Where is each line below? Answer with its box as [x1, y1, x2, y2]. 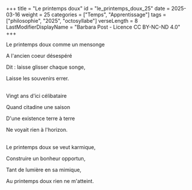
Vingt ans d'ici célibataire [6, 93, 67, 99]
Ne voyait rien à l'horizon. [6, 126, 68, 133]
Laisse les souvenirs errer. [6, 75, 69, 82]
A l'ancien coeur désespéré [6, 52, 72, 59]
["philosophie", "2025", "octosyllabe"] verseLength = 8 [6, 17, 138, 24]
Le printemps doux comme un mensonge [6, 41, 105, 48]
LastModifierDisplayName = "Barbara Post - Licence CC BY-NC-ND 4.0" [6, 23, 181, 30]
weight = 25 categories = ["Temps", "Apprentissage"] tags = [21, 11, 166, 18]
